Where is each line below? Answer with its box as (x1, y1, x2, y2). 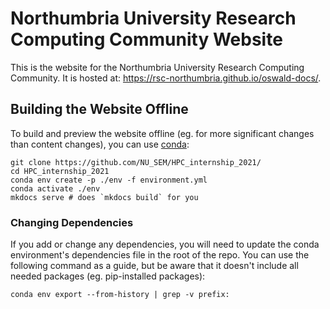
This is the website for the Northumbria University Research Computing (10, 61, 305, 73)
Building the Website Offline (10, 101, 189, 118)
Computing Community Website (10, 28, 283, 51)
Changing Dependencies (10, 215, 134, 229)
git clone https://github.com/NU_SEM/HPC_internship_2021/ (10, 157, 262, 167)
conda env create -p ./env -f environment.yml (10, 175, 208, 185)
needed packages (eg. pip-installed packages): (10, 270, 206, 282)
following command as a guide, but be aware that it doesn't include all (10, 260, 299, 272)
